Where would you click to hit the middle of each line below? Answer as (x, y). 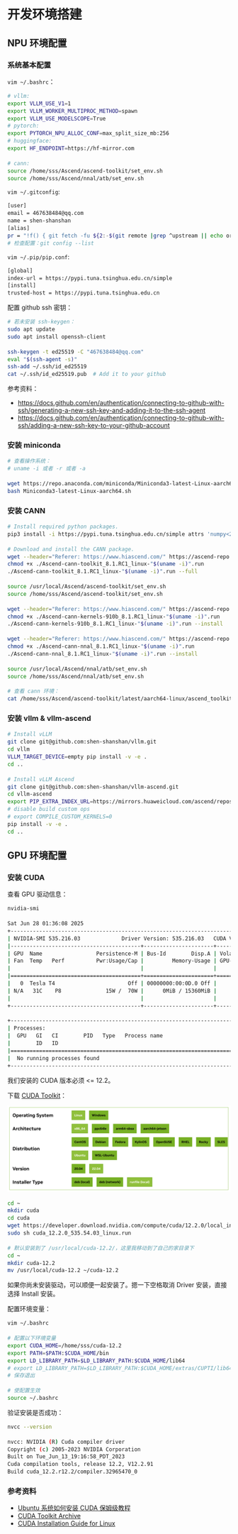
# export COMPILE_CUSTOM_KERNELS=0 (60, 817)
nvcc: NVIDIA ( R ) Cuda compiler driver (66, 1442)
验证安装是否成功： (35, 1412)
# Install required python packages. (63, 527)
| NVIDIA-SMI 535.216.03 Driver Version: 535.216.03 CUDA (117, 938)
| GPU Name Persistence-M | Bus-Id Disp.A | (112, 954)
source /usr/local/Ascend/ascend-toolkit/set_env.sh (87, 587)
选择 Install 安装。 (33, 1294)
